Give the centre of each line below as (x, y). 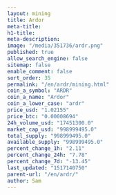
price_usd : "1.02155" (38, 110)
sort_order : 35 (29, 78)
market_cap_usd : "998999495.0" (52, 129)
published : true (30, 53)
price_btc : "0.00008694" (43, 116)
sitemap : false (29, 65)
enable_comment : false (40, 71)
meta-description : (33, 39)
